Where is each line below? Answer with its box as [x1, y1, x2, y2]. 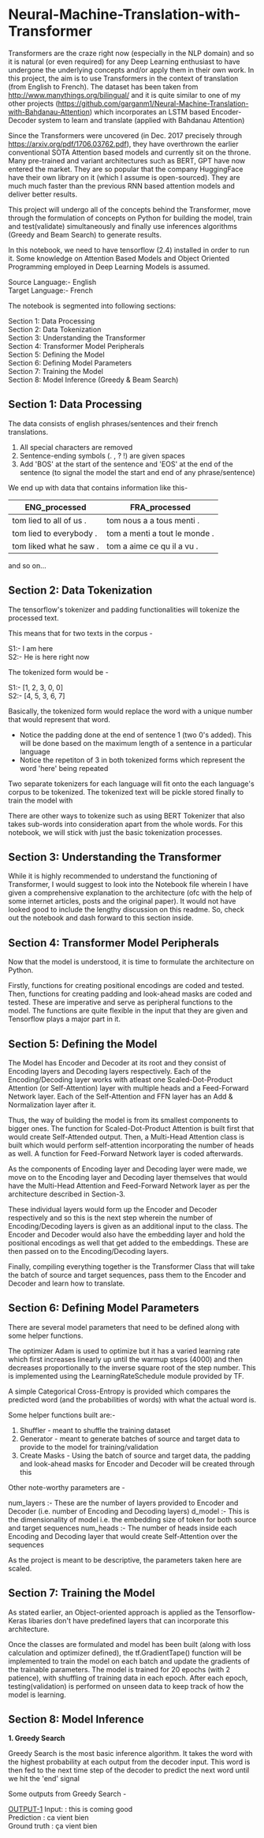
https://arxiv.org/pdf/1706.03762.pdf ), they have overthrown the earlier [8, 139, 239, 148]
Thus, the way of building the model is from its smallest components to [8, 1115, 239, 1125]
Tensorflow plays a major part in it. [8, 1014, 121, 1024]
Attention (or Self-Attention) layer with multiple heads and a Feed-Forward [8, 1084, 249, 1092]
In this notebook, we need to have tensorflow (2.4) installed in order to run [8, 245, 250, 254]
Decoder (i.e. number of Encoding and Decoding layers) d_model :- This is [8, 1506, 250, 1516]
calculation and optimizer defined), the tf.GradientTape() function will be [8, 1648, 242, 1657]
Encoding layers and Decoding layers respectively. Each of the [8, 1067, 211, 1076]
